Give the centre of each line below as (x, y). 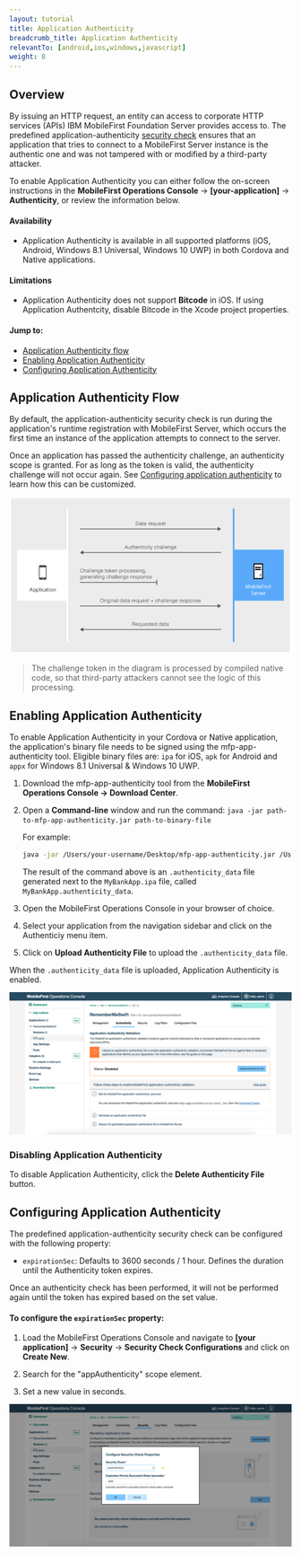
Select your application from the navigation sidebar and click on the (147, 926)
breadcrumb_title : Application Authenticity (94, 38)
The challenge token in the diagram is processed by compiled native (157, 668)
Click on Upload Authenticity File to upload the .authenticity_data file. (155, 953)
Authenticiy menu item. (65, 936)
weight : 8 (28, 57)
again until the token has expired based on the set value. (113, 1297)
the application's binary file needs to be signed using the (114, 747)
